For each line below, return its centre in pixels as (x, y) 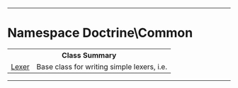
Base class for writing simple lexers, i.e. (102, 66)
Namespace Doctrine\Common (100, 33)
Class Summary (89, 55)
